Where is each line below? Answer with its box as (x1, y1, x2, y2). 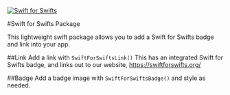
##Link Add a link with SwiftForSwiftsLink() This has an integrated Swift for (7, 53, 224, 62)
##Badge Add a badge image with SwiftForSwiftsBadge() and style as (7, 74, 206, 82)
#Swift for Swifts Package (7, 20, 80, 27)
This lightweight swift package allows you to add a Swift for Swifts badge (7, 33, 214, 41)
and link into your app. (7, 40, 71, 48)
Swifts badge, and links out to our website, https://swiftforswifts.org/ (7, 61, 201, 68)
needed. (7, 81, 31, 89)
